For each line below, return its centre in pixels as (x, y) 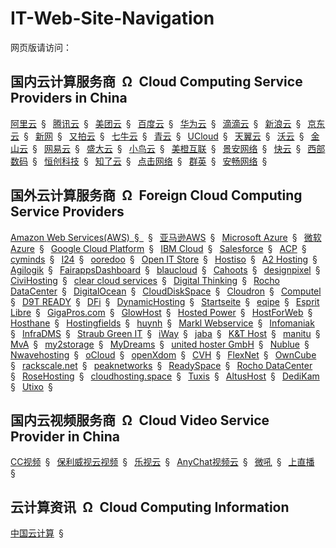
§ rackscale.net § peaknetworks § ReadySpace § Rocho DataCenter (161, 365)
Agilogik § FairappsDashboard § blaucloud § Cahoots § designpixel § (165, 269)
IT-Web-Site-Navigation (112, 18)
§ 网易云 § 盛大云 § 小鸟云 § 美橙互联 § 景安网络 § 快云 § (167, 148)
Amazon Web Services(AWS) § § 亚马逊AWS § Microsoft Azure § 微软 (166, 237)
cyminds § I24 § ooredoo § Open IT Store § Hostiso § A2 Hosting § (164, 259)
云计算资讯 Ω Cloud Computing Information (150, 507)
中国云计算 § (37, 533)
